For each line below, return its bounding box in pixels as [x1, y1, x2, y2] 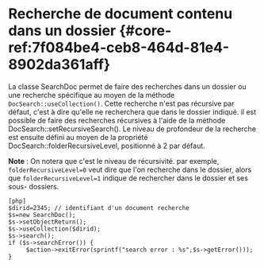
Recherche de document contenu [8, 5, 233, 23]
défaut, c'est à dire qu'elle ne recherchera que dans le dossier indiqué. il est [8, 107, 257, 116]
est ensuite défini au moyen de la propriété [8, 132, 148, 142]
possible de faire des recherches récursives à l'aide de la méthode [8, 115, 226, 125]
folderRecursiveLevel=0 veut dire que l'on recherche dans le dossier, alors [8, 165, 252, 174]
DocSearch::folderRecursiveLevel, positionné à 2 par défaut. [8, 141, 206, 150]
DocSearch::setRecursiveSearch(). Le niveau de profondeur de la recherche [8, 124, 256, 134]
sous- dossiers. [8, 181, 59, 191]
